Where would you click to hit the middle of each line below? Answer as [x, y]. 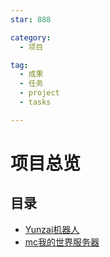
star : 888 [31, 19]
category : [31, 37]
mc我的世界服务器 [62, 242]
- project [39, 93]
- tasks [35, 102]
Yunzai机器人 [52, 229]
